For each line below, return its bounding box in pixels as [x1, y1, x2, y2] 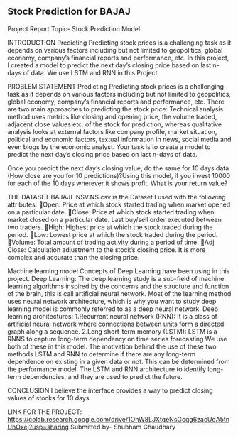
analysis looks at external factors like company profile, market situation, [7, 127, 217, 136]
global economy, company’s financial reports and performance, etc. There [7, 97, 225, 106]
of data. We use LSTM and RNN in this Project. [23, 68, 160, 77]
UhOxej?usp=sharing [7, 422, 70, 431]
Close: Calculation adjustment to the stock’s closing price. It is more [7, 245, 206, 254]
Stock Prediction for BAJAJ [7, 6, 131, 18]
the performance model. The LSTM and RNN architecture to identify [7, 365, 206, 373]
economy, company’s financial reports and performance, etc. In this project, [7, 53, 229, 62]
